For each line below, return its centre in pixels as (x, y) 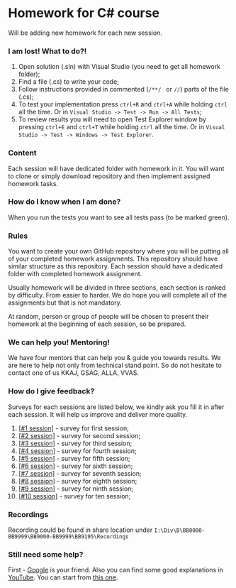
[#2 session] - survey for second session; (79, 435)
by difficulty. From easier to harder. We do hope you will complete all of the (118, 295)
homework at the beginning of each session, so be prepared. (97, 324)
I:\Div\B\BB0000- (180, 530)
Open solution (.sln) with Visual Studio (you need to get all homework (119, 67)
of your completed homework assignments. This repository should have (113, 259)
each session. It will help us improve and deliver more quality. (98, 414)
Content (23, 153)
